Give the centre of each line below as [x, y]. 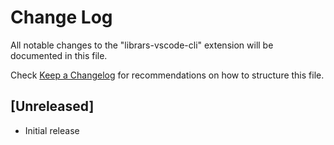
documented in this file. [59, 55]
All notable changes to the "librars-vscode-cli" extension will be [142, 45]
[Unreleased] [52, 106]
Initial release [52, 130]
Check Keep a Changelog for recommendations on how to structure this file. [167, 75]
